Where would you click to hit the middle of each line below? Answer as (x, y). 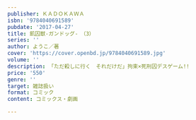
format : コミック (31, 92)
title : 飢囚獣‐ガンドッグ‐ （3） (51, 34)
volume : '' (23, 60)
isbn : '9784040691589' (41, 20)
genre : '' (22, 79)
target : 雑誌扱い (31, 86)
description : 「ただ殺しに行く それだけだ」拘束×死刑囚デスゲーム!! (98, 66)
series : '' (23, 40)
